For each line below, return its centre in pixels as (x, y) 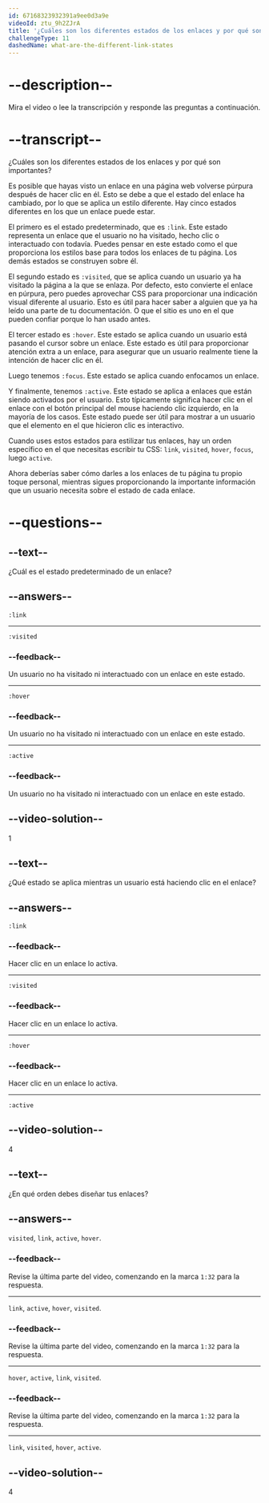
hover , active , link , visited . (55, 1378)
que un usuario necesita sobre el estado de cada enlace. (102, 490)
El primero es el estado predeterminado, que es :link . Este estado (118, 227)
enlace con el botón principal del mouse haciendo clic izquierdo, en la (123, 408)
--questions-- (55, 523)
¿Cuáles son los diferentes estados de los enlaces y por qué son (115, 162)
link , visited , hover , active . (55, 1448)
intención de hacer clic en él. (56, 360)
